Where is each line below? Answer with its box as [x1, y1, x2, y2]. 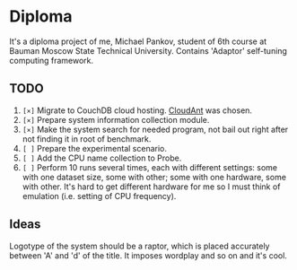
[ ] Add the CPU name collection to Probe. [22, 152, 182, 163]
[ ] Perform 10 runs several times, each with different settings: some [22, 161, 278, 172]
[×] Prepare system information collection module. [22, 114, 210, 125]
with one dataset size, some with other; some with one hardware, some [22, 171, 287, 182]
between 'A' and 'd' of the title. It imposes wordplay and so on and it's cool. [9, 249, 287, 261]
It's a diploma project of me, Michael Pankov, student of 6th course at [9, 36, 267, 47]
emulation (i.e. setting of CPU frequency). [22, 190, 177, 201]
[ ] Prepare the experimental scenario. [22, 143, 168, 153]
